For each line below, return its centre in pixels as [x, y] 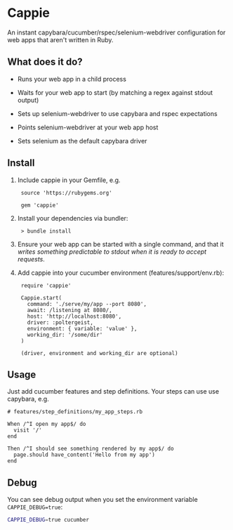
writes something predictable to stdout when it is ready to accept [112, 252]
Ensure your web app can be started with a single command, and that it [120, 244]
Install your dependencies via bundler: [73, 218]
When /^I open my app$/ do [47, 424]
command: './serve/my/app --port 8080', [87, 304]
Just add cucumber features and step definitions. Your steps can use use [113, 392]
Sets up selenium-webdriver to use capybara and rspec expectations [117, 113]
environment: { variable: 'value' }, [82, 328]
